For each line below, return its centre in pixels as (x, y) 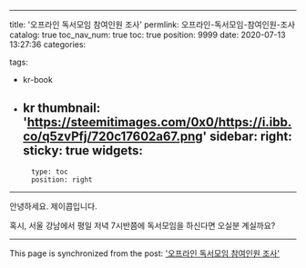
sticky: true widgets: (82, 151)
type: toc (50, 172)
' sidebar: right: (248, 137)
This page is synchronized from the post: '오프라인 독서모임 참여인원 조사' (145, 253)
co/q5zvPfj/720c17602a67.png (112, 137)
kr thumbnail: (61, 109)
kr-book (37, 79)
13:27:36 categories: (48, 45)
